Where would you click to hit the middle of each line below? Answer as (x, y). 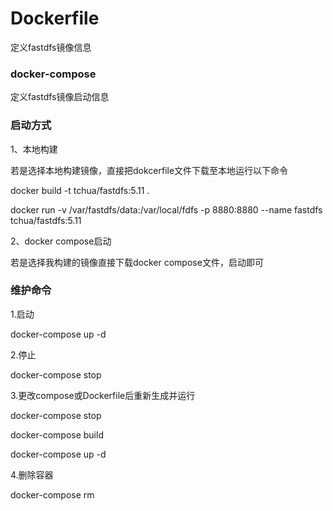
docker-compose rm (52, 494)
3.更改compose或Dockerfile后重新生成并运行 (103, 395)
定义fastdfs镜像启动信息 (60, 97)
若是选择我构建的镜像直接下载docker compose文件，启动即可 (137, 262)
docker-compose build (57, 434)
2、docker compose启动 (61, 241)
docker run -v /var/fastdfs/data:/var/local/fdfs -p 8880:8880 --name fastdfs (166, 209)
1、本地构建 (34, 149)
